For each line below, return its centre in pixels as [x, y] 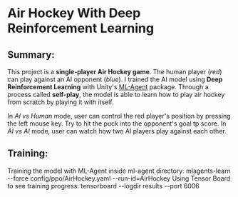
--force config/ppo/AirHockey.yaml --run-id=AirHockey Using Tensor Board [119, 178]
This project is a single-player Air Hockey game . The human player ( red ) [115, 72]
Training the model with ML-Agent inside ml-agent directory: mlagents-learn [119, 171]
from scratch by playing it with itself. [61, 102]
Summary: [31, 55]
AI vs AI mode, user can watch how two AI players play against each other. [117, 131]
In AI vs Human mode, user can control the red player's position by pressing [119, 116]
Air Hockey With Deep [74, 13]
